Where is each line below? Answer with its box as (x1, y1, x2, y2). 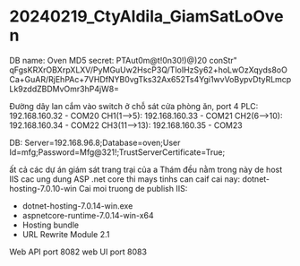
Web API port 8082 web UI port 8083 (9, 246, 148, 257)
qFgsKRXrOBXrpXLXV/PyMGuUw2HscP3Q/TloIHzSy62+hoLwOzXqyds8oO (9, 64, 288, 75)
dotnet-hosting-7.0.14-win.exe (21, 200, 133, 211)
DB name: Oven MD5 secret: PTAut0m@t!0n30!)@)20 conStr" (9, 55, 237, 65)
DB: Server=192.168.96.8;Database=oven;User (9, 137, 181, 148)
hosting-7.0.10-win (9, 183, 78, 193)
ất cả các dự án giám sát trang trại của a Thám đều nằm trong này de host (9, 164, 283, 175)
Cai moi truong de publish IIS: (79, 183, 188, 193)
